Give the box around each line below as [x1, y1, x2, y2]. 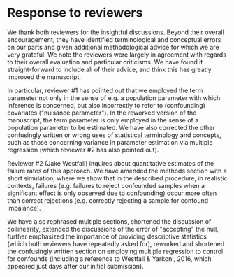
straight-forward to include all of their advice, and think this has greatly [7, 65, 212, 73]
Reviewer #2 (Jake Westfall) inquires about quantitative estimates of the [7, 159, 214, 167]
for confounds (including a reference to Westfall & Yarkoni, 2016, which [7, 254, 212, 263]
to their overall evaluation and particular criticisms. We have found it [7, 57, 203, 66]
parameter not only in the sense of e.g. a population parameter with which [7, 93, 221, 102]
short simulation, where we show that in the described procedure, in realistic [7, 173, 228, 183]
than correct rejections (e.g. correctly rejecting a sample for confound [7, 196, 209, 204]
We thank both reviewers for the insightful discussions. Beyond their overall [7, 28, 225, 36]
